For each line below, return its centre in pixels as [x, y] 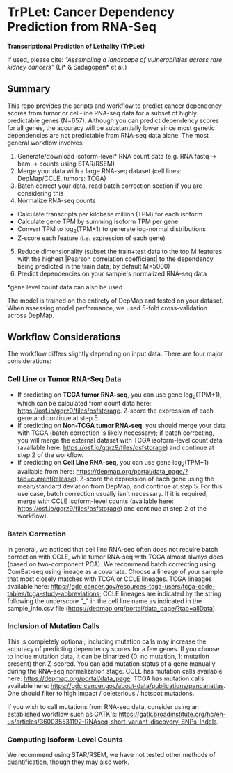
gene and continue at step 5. [58, 418]
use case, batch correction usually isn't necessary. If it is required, [112, 494]
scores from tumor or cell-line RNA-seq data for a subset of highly [102, 113]
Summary [29, 89]
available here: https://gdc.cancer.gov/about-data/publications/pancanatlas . [116, 685]
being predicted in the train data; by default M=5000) [94, 266]
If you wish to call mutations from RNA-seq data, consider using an [103, 706]
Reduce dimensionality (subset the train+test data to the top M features [120, 251]
